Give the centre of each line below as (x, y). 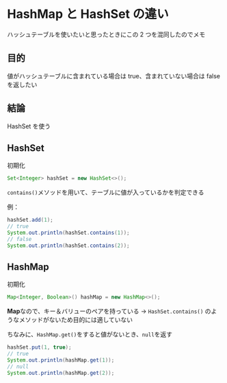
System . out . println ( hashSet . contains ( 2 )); (68, 245)
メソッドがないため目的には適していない (76, 320)
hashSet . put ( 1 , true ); (39, 347)
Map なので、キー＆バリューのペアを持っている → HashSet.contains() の (109, 311)
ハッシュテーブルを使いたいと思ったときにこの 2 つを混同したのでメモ (106, 34)
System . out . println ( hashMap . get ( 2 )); (61, 373)
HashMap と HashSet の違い (88, 14)
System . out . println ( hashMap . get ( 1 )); (61, 360)
